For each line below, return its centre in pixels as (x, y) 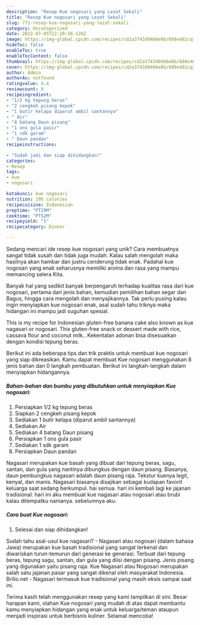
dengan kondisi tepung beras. (43, 342)
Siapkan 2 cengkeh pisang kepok (55, 413)
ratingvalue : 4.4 (28, 84)
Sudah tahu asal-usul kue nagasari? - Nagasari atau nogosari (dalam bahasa (100, 541)
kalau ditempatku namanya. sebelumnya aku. (62, 501)
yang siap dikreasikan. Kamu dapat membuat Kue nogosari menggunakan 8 (99, 360)
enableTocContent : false (37, 56)
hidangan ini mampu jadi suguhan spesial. (57, 311)
